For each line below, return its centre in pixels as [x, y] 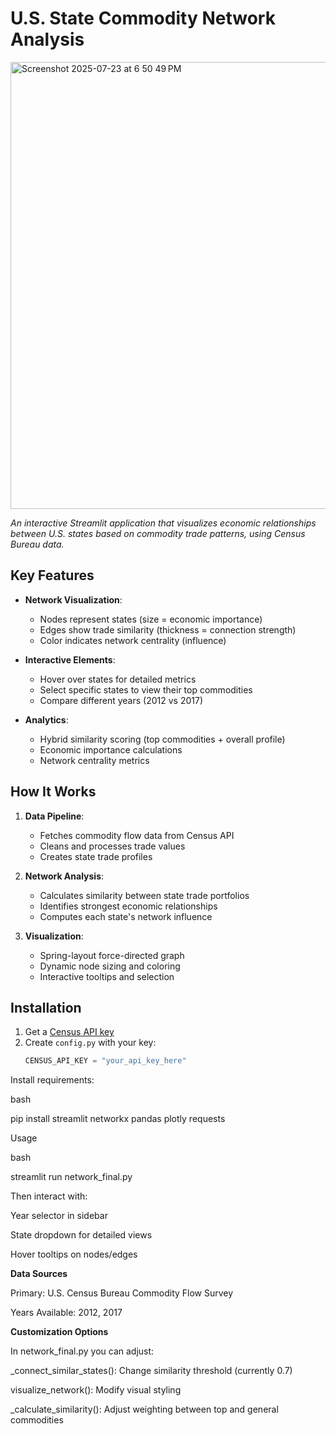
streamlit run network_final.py [71, 1177]
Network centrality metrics [94, 760]
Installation [46, 1007]
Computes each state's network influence [126, 916]
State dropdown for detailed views [81, 1235]
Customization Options [59, 1332]
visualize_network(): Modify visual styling [96, 1390]
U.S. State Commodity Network [143, 18]
